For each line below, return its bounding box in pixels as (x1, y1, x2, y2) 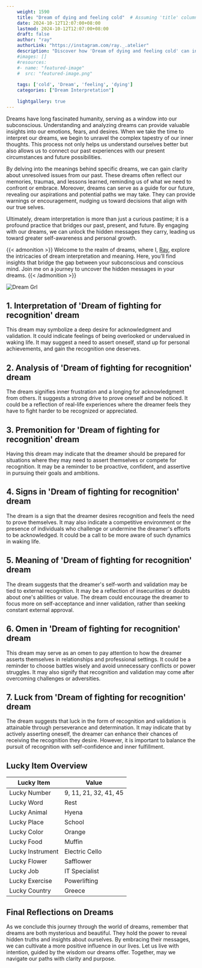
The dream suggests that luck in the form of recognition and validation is (6, 717, 186, 725)
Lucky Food (9, 838, 43, 846)
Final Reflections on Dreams (6, 907, 114, 917)
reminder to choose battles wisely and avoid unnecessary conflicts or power (6, 662, 196, 669)
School (64, 818, 84, 826)
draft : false (17, 31, 50, 37)
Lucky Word (9, 799, 43, 807)
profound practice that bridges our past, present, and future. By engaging (6, 221, 189, 229)
